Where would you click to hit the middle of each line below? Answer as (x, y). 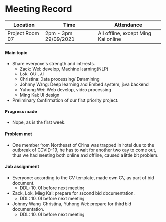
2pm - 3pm (59, 33)
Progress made (21, 111)
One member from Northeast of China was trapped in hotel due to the (83, 145)
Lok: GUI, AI (32, 74)
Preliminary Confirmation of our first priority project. (65, 100)
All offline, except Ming (125, 33)
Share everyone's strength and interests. (54, 64)
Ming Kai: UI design (40, 95)
